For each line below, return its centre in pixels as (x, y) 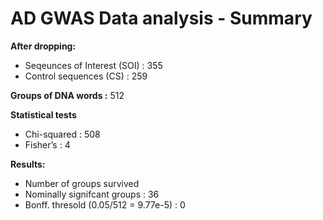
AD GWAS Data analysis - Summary (161, 18)
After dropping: (43, 46)
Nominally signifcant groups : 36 (92, 194)
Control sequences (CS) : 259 (86, 76)
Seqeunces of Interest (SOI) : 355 (93, 65)
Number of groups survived (82, 183)
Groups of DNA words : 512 (67, 95)
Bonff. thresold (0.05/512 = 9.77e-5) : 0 (105, 204)
